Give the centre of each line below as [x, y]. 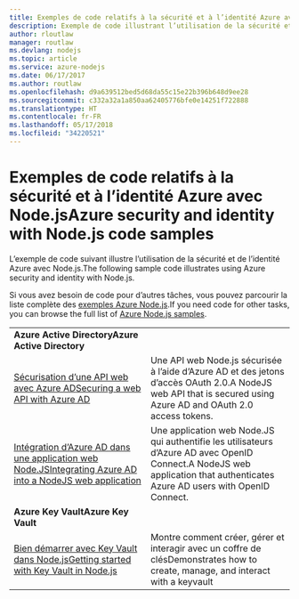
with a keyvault [182, 581]
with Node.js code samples [112, 235]
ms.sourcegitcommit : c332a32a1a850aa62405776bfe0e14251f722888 [129, 100]
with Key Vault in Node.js [65, 571]
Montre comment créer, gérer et [217, 537]
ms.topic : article [43, 59]
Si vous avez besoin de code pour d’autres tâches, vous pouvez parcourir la [148, 295]
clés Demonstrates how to [204, 559]
